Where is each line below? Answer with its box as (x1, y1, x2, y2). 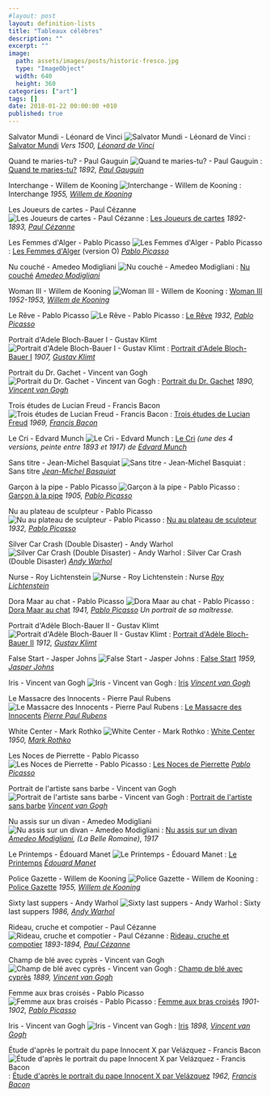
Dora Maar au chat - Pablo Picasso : (8, 597, 255, 606)
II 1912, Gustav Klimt (29, 638, 97, 648)
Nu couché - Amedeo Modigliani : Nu (8, 262, 251, 271)
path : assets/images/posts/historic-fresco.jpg (15, 57, 180, 66)
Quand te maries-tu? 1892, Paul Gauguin (8, 165, 144, 174)
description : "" (8, 34, 63, 43)
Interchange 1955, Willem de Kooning (8, 189, 133, 198)
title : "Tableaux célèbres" (8, 27, 104, 35)
